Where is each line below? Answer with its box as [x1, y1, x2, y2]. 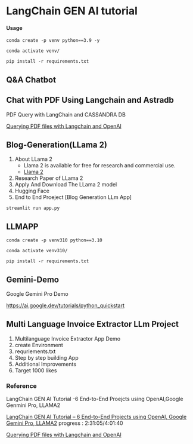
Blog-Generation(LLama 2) [6, 139, 107, 150]
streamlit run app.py [6, 205, 60, 212]
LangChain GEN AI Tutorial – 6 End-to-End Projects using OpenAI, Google [6, 414, 187, 421]
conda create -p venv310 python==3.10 [6, 237, 102, 243]
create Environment [14, 341, 64, 348]
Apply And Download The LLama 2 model [14, 181, 117, 188]
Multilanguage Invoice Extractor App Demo [14, 335, 121, 342]
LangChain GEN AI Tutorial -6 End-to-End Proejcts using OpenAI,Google [6, 396, 183, 403]
